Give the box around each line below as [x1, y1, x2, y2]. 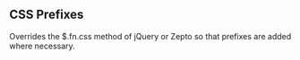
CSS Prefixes [9, 7, 84, 22]
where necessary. [9, 40, 76, 51]
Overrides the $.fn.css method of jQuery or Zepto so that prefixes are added [9, 30, 292, 41]
